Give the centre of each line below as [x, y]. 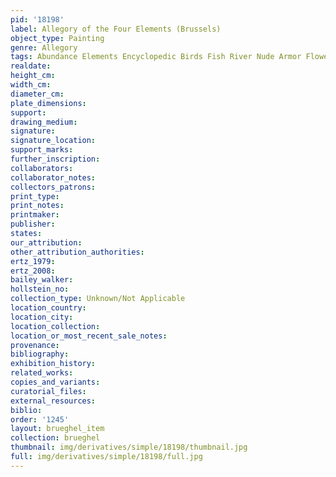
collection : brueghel [55, 438]
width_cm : [31, 85]
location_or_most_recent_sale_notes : [89, 336]
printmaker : [35, 215]
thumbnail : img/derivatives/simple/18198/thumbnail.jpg [129, 447]
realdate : [31, 66]
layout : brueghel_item [57, 429]
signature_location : [53, 141]
